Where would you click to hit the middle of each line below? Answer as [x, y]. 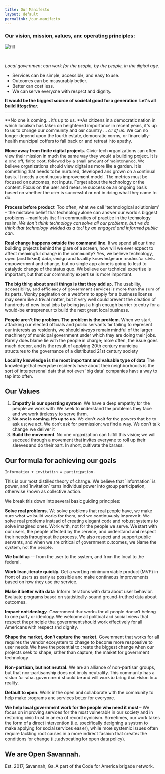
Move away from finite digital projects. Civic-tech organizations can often [81, 150]
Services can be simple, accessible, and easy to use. [66, 75]
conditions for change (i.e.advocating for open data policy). [65, 739]
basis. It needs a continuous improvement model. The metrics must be [76, 177]
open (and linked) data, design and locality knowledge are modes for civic [80, 258]
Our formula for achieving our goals [61, 461]
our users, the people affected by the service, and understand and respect [81, 532]
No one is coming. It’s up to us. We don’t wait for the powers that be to [84, 419]
